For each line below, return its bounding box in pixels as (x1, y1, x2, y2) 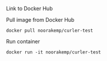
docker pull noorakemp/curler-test (6, 28, 93, 33)
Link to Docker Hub (6, 5, 53, 12)
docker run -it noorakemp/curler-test (6, 49, 101, 55)
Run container (6, 38, 40, 45)
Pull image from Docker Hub (6, 16, 75, 23)
